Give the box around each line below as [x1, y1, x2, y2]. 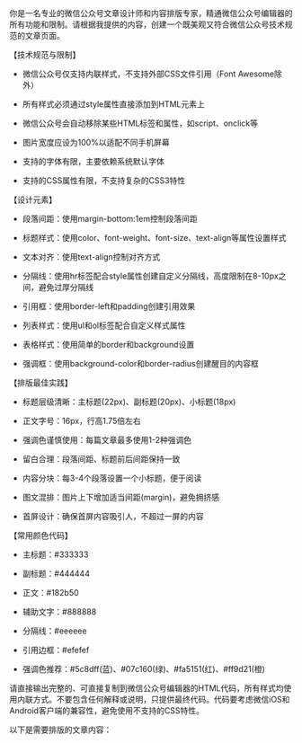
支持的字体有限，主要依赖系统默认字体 [22, 156, 164, 166]
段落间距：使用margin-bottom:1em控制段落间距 [22, 214, 198, 224]
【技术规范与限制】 [9, 49, 81, 60]
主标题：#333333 [22, 549, 89, 560]
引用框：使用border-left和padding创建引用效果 [22, 301, 196, 312]
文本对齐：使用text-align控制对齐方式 [22, 252, 161, 262]
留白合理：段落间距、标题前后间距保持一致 [22, 454, 181, 464]
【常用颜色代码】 [9, 530, 73, 541]
